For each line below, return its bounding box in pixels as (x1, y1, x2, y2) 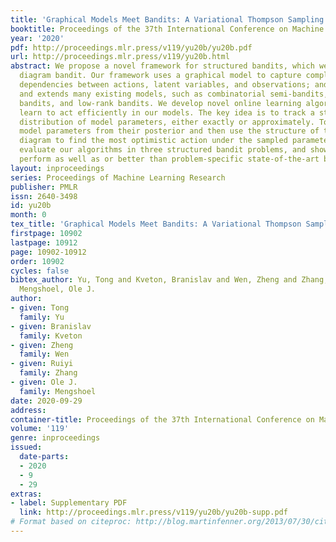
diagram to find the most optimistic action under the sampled (19, 136, 288, 146)
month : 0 (10, 210, 47, 220)
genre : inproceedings (10, 433, 101, 443)
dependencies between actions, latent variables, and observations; (19, 80, 311, 90)
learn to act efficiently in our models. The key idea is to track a (19, 107, 315, 118)
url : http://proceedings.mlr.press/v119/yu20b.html (10, 52, 230, 62)
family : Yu (19, 312, 65, 322)
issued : (10, 442, 43, 453)
